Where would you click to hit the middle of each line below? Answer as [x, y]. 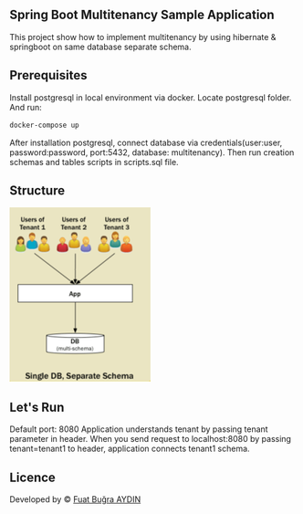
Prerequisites [48, 75]
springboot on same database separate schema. [100, 47]
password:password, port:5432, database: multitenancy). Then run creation [152, 152]
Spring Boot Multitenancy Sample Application [142, 15]
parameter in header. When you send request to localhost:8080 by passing [151, 439]
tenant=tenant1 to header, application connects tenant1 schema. [130, 449]
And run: [26, 107]
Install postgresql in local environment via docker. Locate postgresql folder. [151, 97]
